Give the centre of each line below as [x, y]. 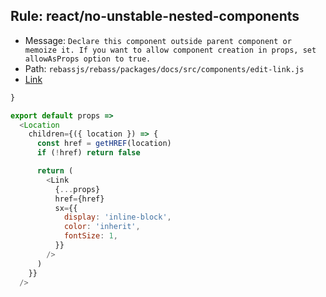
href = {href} [79, 199]
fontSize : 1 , [90, 236]
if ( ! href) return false [88, 153]
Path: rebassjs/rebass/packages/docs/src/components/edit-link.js [164, 68]
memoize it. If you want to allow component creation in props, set [170, 50]
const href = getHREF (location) [104, 144]
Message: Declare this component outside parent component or [158, 40]
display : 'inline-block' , [117, 217]
